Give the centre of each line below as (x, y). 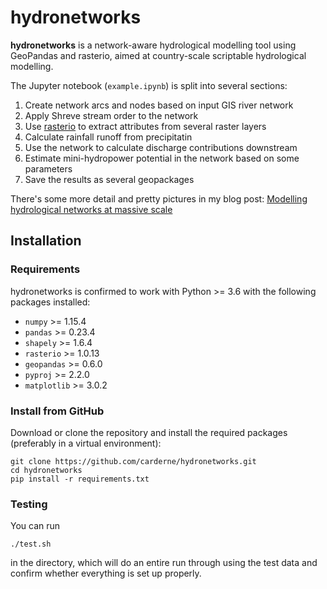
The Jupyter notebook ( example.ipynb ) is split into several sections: (149, 85)
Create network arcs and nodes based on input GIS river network (159, 105)
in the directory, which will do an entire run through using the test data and (164, 563)
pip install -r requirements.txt (80, 479)
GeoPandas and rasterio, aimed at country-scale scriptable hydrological (158, 55)
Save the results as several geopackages (109, 179)
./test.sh (31, 544)
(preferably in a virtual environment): (86, 443)
